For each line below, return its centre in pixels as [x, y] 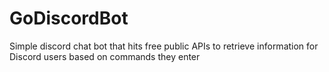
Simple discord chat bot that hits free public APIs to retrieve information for [164, 46]
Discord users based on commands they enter [105, 56]
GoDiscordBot [69, 18]
